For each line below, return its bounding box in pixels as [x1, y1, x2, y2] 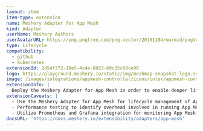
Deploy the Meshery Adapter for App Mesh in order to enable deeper [11, 88, 188, 94]
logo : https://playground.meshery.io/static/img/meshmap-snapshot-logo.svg [6, 71, 201, 77]
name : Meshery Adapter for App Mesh [6, 20, 98, 26]
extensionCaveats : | [6, 93, 59, 99]
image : [6, 76, 23, 82]
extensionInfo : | [6, 82, 50, 88]
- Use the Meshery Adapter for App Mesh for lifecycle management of [11, 98, 190, 104]
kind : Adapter [6, 25, 42, 32]
